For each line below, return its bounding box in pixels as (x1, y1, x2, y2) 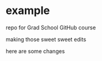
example (5, 4, 50, 18)
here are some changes (5, 47, 65, 55)
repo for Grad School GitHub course (5, 24, 97, 31)
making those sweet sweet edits (5, 35, 86, 43)
